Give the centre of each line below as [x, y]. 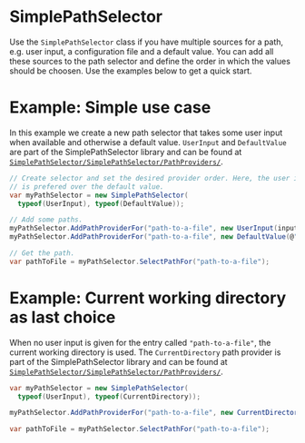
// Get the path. [42, 253]
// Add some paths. [46, 220]
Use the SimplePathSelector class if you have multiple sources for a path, [147, 42]
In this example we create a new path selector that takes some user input [146, 133]
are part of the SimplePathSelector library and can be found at [126, 152]
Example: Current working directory [148, 298]
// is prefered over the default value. [87, 187]
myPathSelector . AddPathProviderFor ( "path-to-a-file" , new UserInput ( [144, 229]
